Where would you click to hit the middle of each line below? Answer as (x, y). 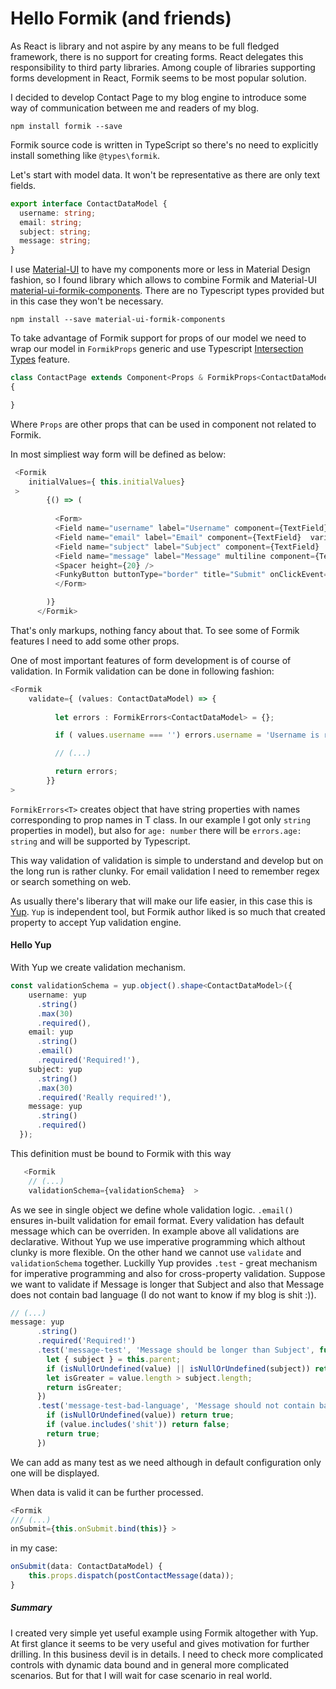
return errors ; (86, 772)
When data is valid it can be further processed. (107, 1492)
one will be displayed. (55, 1473)
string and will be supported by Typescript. (100, 841)
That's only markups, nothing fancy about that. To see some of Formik (155, 630)
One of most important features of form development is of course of (151, 660)
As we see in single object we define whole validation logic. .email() (152, 1209)
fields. (23, 185)
